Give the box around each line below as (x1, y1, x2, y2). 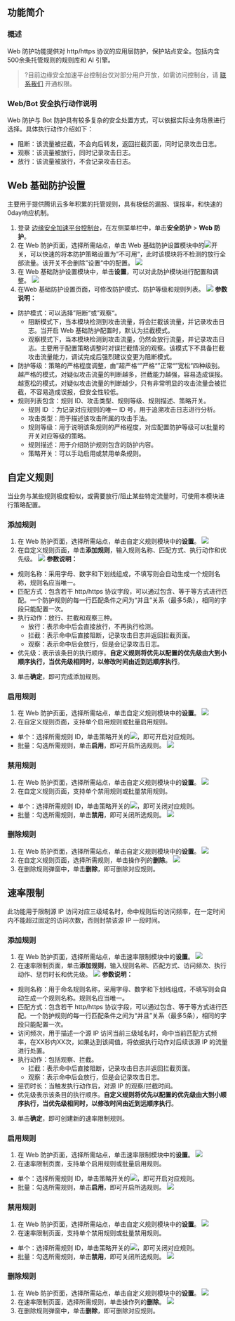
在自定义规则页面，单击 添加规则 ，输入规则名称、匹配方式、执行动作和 (17, 545, 221, 554)
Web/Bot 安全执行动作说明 (7, 98, 98, 108)
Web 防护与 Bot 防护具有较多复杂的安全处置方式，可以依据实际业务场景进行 (7, 115, 226, 124)
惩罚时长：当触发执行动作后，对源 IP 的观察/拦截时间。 (17, 1081, 177, 1090)
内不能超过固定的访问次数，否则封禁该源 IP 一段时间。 (7, 916, 164, 924)
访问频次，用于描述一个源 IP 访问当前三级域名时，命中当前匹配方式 (17, 1029, 212, 1037)
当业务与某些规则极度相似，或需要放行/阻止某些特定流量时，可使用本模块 (7, 491, 219, 500)
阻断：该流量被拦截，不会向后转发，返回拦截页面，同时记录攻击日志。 (17, 139, 221, 148)
